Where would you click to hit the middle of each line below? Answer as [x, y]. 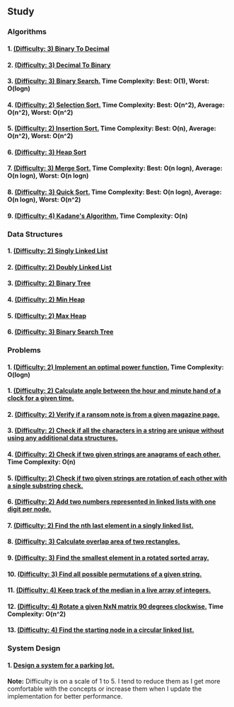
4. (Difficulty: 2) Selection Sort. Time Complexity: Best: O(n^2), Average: [116, 105]
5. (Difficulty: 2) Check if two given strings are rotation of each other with [117, 478]
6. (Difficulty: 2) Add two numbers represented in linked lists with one [112, 502]
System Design [34, 648]
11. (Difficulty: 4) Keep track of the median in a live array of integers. [109, 590]
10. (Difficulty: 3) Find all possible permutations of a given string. [105, 574]
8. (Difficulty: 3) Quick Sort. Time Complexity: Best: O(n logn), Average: [115, 192]
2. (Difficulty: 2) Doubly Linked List [59, 267]
